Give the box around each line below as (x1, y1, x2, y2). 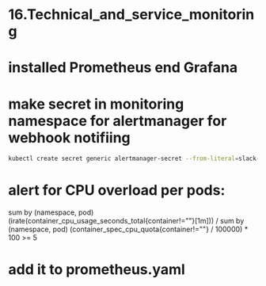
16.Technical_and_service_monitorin (8, 6, 255, 24)
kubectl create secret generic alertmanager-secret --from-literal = (8, 154, 239, 163)
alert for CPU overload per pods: (8, 181, 226, 200)
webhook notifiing (8, 128, 131, 147)
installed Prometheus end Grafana (8, 59, 238, 77)
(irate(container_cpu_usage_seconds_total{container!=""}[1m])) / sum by (8, 216, 245, 226)
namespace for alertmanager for (8, 112, 227, 130)
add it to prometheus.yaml (8, 261, 186, 279)
